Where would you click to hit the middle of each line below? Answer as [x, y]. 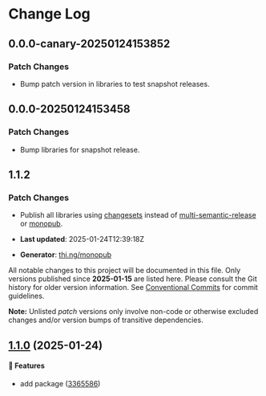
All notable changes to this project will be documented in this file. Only [125, 271]
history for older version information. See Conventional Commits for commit [133, 288]
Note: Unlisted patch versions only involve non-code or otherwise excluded [133, 312]
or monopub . [41, 224]
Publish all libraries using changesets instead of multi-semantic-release [138, 215]
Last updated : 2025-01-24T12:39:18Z [82, 239]
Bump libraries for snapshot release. [80, 149]
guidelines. [26, 296]
